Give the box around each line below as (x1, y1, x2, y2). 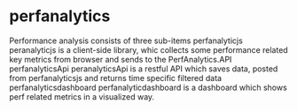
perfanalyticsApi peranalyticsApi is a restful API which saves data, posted (9, 63, 278, 74)
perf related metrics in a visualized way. (9, 91, 155, 102)
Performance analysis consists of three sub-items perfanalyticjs (9, 35, 244, 46)
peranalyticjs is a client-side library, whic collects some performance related (9, 44, 288, 55)
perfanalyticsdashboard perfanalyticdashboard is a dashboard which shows (9, 82, 288, 92)
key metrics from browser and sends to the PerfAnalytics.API (9, 54, 232, 64)
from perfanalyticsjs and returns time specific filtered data (9, 72, 223, 83)
